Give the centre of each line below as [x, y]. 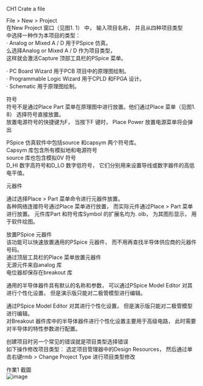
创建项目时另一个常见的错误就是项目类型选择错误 [67, 342]
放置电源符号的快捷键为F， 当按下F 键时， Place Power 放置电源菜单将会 [97, 122]
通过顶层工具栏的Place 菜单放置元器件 [54, 257]
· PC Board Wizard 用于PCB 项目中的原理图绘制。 [68, 71]
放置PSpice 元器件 [29, 234]
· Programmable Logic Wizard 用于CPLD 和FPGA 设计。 [76, 79]
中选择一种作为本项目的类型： [43, 35]
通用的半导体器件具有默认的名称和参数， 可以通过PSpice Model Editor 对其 [99, 285]
